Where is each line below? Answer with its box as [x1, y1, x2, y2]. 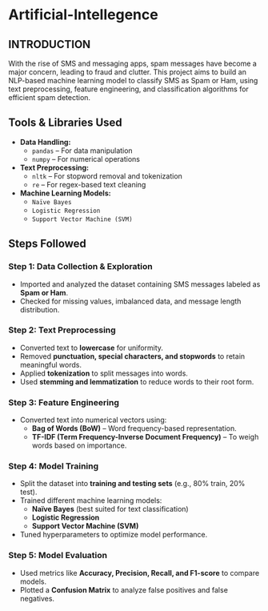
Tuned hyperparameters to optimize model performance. [19, 530, 208, 540]
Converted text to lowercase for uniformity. [19, 343, 164, 352]
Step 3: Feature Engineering [8, 396, 120, 408]
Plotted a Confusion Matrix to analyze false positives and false [19, 585, 228, 594]
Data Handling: [19, 137, 71, 147]
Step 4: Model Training [8, 460, 99, 472]
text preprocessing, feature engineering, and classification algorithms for [8, 84, 250, 94]
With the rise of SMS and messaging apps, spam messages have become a [8, 58, 258, 68]
